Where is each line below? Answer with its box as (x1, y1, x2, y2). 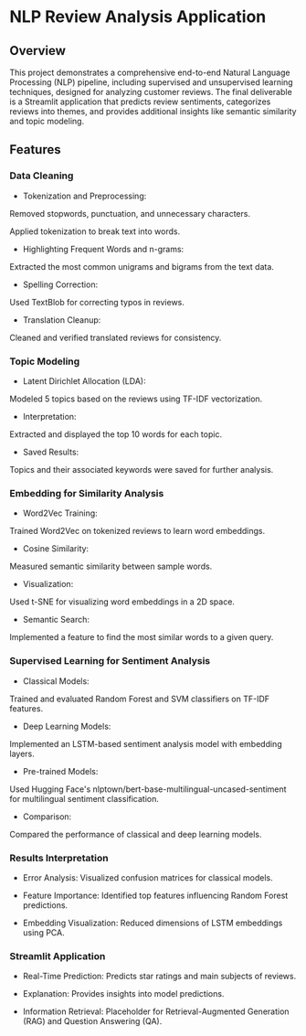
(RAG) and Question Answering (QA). (22, 1016, 163, 1027)
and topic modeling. (9, 116, 85, 126)
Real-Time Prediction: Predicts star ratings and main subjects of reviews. (22, 971, 297, 982)
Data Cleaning (9, 169, 74, 182)
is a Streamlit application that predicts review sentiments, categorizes (9, 96, 271, 107)
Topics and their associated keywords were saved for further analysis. (9, 464, 274, 475)
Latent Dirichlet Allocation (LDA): (22, 375, 146, 386)
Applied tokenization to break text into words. (9, 226, 181, 237)
